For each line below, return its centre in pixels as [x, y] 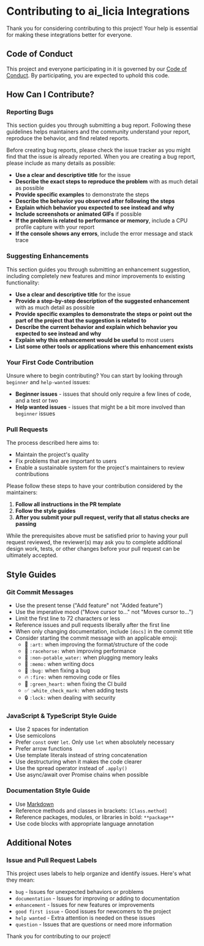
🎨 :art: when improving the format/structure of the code [96, 645]
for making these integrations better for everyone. [69, 34]
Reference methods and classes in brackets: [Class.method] [91, 811]
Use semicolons [36, 736]
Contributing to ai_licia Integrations [98, 11]
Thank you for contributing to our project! [59, 936]
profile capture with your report [55, 227]
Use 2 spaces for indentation [52, 729]
